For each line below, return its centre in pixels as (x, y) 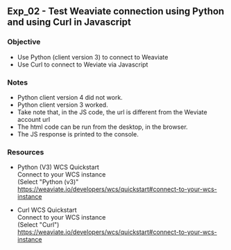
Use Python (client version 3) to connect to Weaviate (93, 57)
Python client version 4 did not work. (70, 97)
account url (34, 119)
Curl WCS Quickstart (47, 210)
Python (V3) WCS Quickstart (58, 167)
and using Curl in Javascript (69, 23)
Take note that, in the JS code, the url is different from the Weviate (112, 112)
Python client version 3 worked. (63, 105)
